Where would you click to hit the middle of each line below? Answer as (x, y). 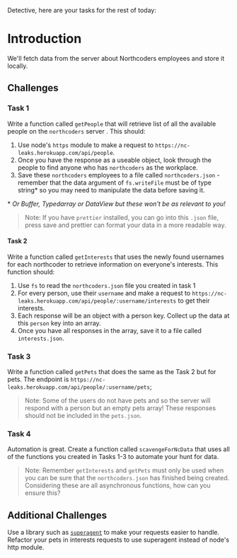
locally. (18, 66)
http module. (26, 547)
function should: (31, 272)
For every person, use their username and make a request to (104, 293)
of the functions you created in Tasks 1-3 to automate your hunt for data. (113, 457)
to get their (194, 301)
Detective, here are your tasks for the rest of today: (82, 10)
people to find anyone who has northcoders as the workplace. (108, 167)
